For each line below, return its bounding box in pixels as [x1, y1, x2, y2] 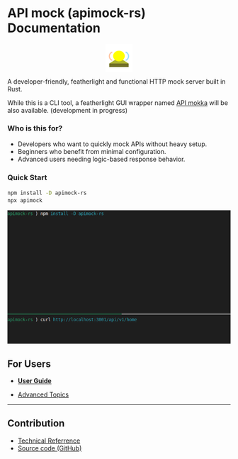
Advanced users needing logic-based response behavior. [17, 155, 186, 163]
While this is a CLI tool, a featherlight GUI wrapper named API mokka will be [7, 98, 229, 107]
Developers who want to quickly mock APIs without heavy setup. [17, 140, 208, 148]
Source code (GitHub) [17, 443, 82, 452]
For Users [7, 358, 52, 370]
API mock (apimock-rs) [7, 5, 147, 21]
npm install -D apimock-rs [7, 189, 87, 197]
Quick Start [7, 172, 47, 182]
